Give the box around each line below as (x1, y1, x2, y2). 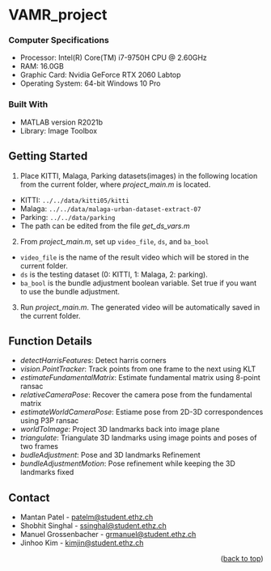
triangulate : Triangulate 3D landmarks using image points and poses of (19, 433, 257, 442)
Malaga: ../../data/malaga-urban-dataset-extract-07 (19, 204, 201, 214)
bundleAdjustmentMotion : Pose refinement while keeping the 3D (19, 459, 236, 468)
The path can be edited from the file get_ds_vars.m (19, 221, 190, 231)
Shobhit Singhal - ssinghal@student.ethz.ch (19, 521, 167, 531)
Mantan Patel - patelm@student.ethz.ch (19, 512, 154, 522)
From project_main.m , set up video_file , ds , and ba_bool (19, 236, 210, 246)
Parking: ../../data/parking (19, 212, 116, 222)
